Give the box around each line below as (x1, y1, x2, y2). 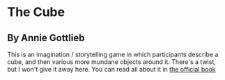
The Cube (7, 4, 65, 20)
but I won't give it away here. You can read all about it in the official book (7, 65, 216, 73)
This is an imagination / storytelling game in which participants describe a (7, 50, 219, 58)
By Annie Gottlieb (7, 32, 85, 44)
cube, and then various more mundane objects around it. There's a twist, (7, 58, 216, 66)
